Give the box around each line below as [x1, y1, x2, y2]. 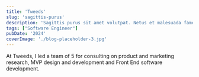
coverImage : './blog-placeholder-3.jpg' [6, 36, 108, 42]
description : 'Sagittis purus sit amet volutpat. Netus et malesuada [6, 20, 182, 25]
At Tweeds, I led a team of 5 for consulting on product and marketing [6, 53, 175, 59]
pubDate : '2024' [6, 31, 46, 37]
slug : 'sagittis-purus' [6, 14, 65, 20]
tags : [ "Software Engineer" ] [6, 25, 78, 31]
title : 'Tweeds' [6, 8, 46, 15]
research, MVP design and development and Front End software [6, 59, 163, 66]
